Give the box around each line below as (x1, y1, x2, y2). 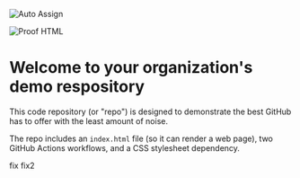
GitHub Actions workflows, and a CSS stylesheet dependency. (9, 142, 241, 153)
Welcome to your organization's (9, 58, 253, 78)
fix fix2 (9, 160, 35, 171)
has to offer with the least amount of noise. (9, 115, 169, 126)
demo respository (9, 76, 146, 97)
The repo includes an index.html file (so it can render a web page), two (9, 133, 274, 144)
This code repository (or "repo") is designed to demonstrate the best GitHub (9, 106, 292, 117)
